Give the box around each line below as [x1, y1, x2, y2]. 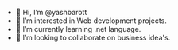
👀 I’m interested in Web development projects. [15, 16, 167, 25]
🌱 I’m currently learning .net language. [15, 25, 141, 33]
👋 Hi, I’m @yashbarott [15, 8, 87, 17]
